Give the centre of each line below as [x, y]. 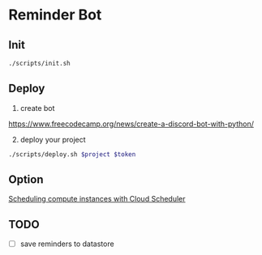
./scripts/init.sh [39, 63]
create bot [37, 108]
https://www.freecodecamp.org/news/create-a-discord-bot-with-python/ [131, 124]
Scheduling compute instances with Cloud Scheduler [97, 199]
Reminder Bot [55, 15]
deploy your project [53, 139]
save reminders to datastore [67, 244]
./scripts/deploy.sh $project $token [72, 154]
